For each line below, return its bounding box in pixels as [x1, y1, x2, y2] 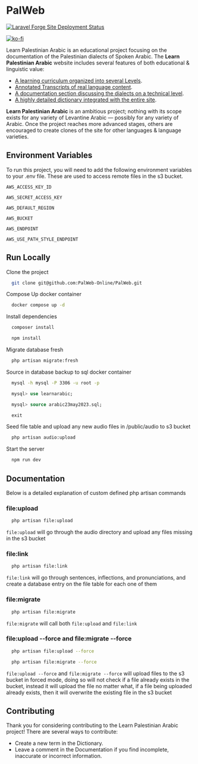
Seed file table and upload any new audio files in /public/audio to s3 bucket [6, 423, 191, 430]
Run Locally [6, 252, 51, 263]
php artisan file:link [11, 563, 68, 569]
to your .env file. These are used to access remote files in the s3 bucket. [6, 172, 183, 180]
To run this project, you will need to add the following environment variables [6, 166, 192, 173]
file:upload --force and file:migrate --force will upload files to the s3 [6, 670, 185, 677]
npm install [11, 335, 42, 341]
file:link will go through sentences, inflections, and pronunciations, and [6, 574, 186, 581]
